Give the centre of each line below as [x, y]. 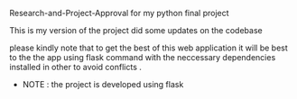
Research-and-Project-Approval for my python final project [119, 13]
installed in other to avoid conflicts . [75, 67]
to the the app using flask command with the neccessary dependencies [143, 57]
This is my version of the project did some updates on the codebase [136, 30]
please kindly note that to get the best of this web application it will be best [149, 48]
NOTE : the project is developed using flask [103, 84]
